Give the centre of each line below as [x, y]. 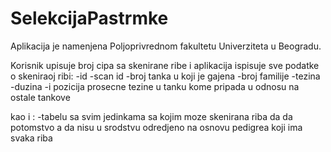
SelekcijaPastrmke [89, 18]
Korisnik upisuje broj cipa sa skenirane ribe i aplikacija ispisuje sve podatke [165, 65]
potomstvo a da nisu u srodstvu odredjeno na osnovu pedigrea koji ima [156, 127]
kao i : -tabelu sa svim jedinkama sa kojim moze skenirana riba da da [151, 116]
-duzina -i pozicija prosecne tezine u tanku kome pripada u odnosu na [155, 86]
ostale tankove [40, 97]
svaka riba [31, 138]
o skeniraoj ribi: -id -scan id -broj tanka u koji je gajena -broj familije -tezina [165, 76]
